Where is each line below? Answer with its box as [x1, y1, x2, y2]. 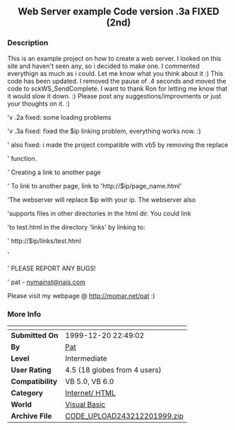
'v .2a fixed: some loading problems [7, 113, 112, 121]
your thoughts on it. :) [7, 99, 71, 108]
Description [7, 38, 49, 48]
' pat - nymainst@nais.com [7, 278, 86, 286]
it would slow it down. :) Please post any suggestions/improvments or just [7, 91, 222, 100]
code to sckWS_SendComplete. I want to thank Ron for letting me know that [7, 84, 228, 93]
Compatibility [11, 376, 58, 386]
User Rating [11, 365, 52, 375]
